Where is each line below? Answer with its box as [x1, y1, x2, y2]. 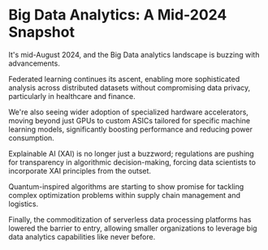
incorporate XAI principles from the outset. [8, 166, 152, 175]
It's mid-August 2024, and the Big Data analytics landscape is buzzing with [8, 50, 260, 59]
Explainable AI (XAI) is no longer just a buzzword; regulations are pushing [8, 149, 254, 158]
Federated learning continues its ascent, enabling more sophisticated [8, 74, 240, 84]
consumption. [8, 132, 54, 143]
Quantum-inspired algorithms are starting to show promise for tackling [8, 181, 244, 192]
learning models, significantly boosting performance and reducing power [8, 124, 253, 134]
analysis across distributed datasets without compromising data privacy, [8, 83, 251, 93]
